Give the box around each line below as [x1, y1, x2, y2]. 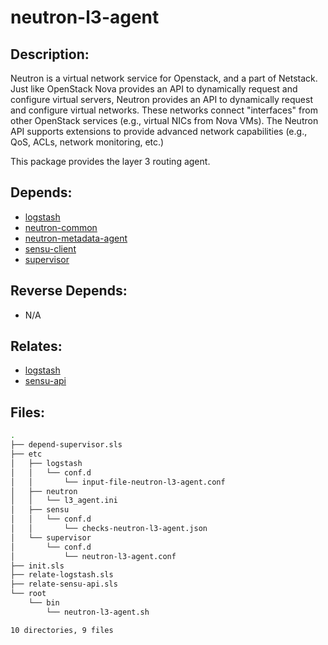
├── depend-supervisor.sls [10, 440, 123, 450]
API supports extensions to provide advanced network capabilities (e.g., [10, 126, 308, 137]
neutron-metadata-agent [24, 232, 128, 244]
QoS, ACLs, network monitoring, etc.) [10, 136, 165, 148]
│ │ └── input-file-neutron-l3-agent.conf [10, 477, 226, 487]
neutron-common [24, 221, 98, 233]
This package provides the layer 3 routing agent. [10, 156, 211, 167]
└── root [10, 589, 47, 599]
